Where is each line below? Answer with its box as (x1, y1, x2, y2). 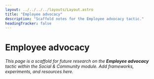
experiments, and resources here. (5, 69, 74, 75)
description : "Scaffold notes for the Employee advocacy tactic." (5, 16, 144, 21)
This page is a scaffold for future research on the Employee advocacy (5, 58, 149, 64)
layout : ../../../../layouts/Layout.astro (5, 7, 93, 12)
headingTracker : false (5, 21, 52, 26)
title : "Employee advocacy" (5, 12, 63, 17)
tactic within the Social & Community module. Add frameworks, (5, 63, 134, 69)
